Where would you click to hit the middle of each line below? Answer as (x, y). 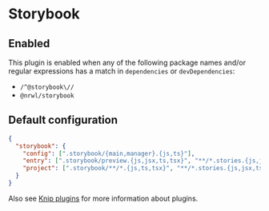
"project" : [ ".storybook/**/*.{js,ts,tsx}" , (98, 169)
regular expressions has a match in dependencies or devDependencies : (122, 71)
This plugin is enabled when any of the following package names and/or (127, 62)
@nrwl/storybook (47, 96)
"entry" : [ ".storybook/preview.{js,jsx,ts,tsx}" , (107, 161)
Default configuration (63, 120)
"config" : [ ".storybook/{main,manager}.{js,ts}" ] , (109, 153)
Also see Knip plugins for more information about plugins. (103, 198)
